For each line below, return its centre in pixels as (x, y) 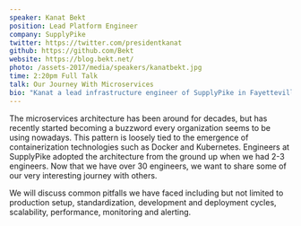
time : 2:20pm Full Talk (54, 76)
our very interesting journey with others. (83, 175)
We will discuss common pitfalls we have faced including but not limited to (146, 193)
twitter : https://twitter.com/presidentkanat (95, 43)
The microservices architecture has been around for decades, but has (138, 118)
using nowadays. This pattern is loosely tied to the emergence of (129, 137)
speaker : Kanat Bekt (48, 17)
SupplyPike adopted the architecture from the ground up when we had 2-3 (147, 156)
